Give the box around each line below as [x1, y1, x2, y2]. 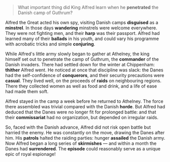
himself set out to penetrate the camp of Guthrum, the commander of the [5, 56, 159, 62]
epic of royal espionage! [5, 151, 56, 157]
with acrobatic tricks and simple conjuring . [5, 41, 95, 47]
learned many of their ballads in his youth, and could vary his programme [5, 35, 159, 42]
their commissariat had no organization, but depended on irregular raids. [5, 114, 159, 120]
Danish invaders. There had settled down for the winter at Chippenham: [5, 62, 155, 67]
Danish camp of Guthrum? [17, 10, 73, 16]
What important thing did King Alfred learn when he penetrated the [17, 5, 159, 10]
